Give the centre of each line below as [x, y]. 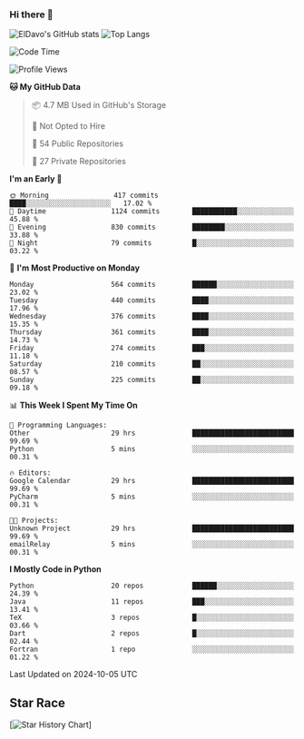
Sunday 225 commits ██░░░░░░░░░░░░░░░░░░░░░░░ [152, 380]
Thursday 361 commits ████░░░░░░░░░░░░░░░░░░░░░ [152, 332]
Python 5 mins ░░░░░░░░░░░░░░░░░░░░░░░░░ [152, 449]
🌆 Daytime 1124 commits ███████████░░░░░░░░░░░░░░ [152, 212]
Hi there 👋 [32, 15]
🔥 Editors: [30, 473]
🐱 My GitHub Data [45, 87]
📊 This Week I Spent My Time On [74, 405]
